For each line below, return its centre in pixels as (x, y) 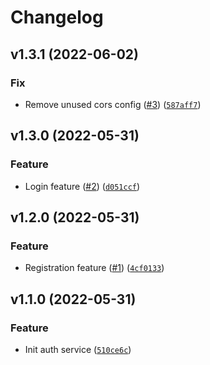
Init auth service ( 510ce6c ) (78, 349)
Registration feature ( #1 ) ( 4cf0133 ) (94, 268)
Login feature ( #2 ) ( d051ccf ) (82, 186)
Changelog (57, 17)
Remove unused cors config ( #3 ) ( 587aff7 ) (113, 104)
